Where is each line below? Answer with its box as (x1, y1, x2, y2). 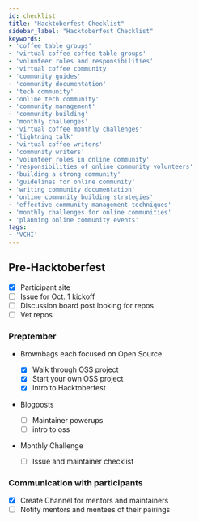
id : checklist (8, 11, 57, 20)
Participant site (19, 282, 71, 292)
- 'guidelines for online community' (8, 178, 136, 187)
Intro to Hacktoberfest (32, 383, 107, 393)
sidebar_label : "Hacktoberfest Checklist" (8, 27, 154, 35)
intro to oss (32, 424, 70, 434)
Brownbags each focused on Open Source (19, 349, 163, 359)
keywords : (8, 34, 42, 43)
